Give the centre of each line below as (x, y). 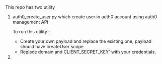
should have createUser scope (52, 46)
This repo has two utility (30, 7)
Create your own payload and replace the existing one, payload (86, 41)
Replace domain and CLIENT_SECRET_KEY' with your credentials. (88, 52)
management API (30, 22)
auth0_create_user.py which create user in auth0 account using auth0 (85, 17)
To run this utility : (31, 32)
